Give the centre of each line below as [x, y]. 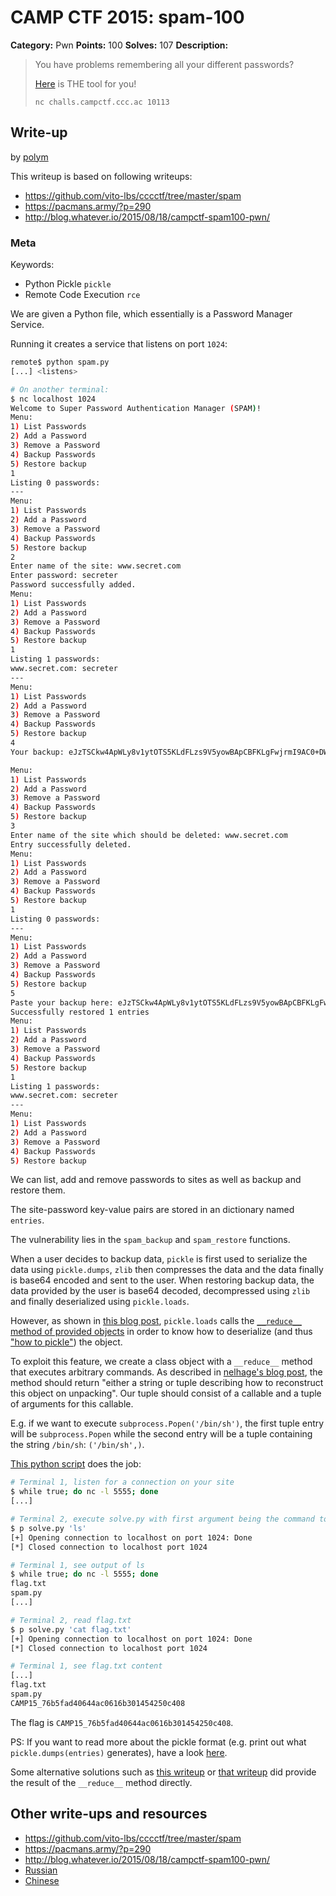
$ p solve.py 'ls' [48, 1528]
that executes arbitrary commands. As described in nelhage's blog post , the [166, 1372]
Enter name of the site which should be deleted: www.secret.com [149, 835]
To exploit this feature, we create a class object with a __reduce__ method [161, 1362]
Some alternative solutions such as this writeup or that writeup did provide [163, 1772]
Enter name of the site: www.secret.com [96, 566]
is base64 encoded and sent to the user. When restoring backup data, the [162, 1280]
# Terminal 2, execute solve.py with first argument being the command [162, 1519]
